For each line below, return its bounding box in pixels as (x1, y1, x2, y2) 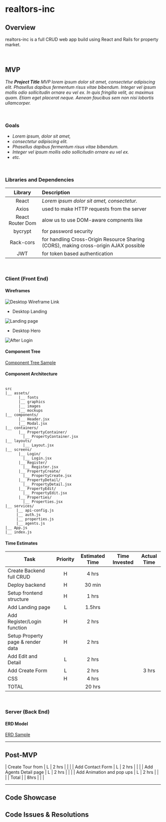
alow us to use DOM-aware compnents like (41, 217, 143, 224)
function (7, 624, 27, 631)
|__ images (18, 404, 41, 409)
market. (5, 42, 21, 48)
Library (13, 189, 31, 196)
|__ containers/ (5, 425, 39, 430)
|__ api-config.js (16, 508, 54, 513)
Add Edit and (7, 653, 38, 660)
